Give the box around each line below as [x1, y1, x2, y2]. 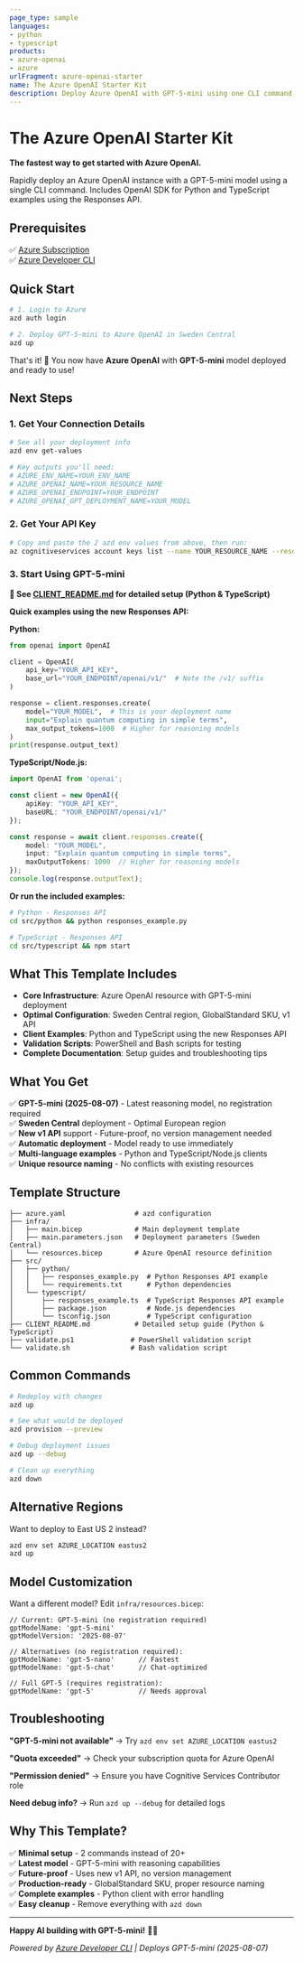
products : [9, 47, 47, 56]
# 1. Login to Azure [9, 305, 87, 314]
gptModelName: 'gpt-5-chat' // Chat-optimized [9, 1663, 207, 1672]
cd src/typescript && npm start [9, 941, 131, 950]
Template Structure [9, 1185, 121, 1201]
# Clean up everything [9, 1465, 95, 1475]
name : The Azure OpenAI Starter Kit [9, 80, 147, 89]
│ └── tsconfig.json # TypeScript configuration [9, 1312, 252, 1321]
